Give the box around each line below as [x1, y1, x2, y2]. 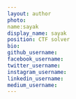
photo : [7, 17, 26, 24]
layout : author [7, 10, 52, 17]
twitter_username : [7, 62, 61, 69]
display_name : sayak [7, 29, 68, 37]
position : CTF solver [7, 36, 70, 43]
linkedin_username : [7, 75, 64, 82]
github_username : [7, 49, 58, 56]
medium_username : [7, 82, 58, 89]
